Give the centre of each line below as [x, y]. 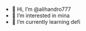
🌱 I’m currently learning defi [46, 22]
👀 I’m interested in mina [41, 15]
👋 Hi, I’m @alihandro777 [41, 9]
